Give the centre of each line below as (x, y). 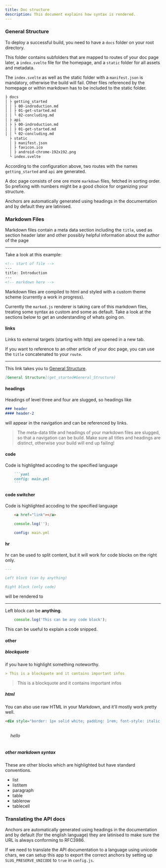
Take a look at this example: (33, 255)
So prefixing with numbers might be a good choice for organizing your (77, 187)
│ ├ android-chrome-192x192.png (43, 152)
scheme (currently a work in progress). (45, 297)
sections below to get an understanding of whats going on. (65, 317)
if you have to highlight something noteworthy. (52, 664)
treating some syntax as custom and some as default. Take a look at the (78, 312)
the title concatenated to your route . (44, 354)
